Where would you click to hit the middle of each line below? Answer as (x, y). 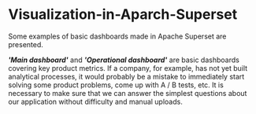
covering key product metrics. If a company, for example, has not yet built (128, 68)
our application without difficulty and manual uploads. (95, 101)
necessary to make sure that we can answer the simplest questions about (128, 93)
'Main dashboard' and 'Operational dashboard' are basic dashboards (124, 60)
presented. (26, 44)
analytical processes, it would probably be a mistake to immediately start (126, 76)
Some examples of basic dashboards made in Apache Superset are (117, 36)
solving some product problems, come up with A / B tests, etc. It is (116, 85)
